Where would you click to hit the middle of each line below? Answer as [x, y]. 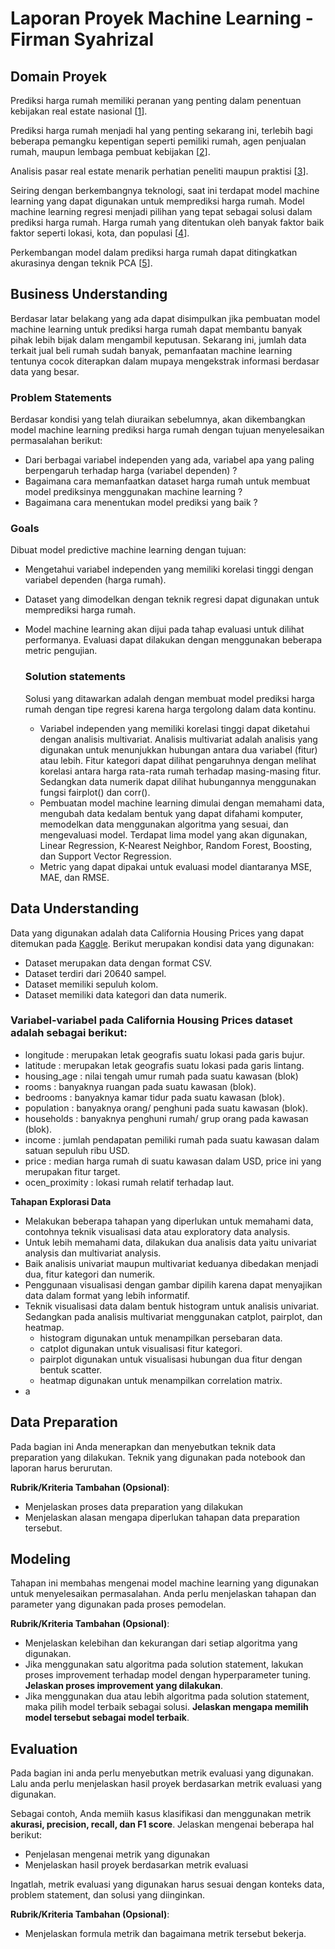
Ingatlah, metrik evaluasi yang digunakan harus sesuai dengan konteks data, [167, 1884]
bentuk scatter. [71, 1369]
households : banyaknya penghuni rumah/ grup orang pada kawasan [166, 1118]
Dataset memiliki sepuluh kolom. [91, 984]
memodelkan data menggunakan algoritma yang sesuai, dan [164, 824]
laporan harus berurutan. [61, 1468]
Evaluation [44, 1748]
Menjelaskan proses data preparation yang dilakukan [134, 1506]
